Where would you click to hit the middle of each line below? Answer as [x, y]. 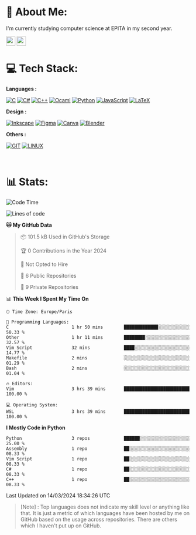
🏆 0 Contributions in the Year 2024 [63, 250]
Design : [16, 112]
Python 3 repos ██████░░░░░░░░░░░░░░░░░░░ [98, 438]
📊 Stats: [27, 182]
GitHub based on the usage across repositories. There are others [99, 519]
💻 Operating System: [32, 405]
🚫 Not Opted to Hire [44, 264]
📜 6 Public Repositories [48, 275]
